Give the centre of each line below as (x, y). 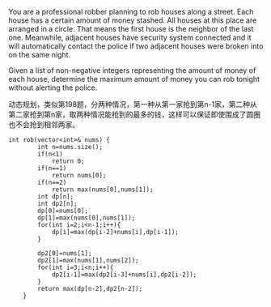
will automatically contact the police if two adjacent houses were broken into (136, 46)
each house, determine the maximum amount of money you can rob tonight (134, 79)
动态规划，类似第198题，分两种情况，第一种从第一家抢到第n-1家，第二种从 (133, 104)
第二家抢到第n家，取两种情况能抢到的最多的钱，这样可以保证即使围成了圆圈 (135, 114)
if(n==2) (52, 182)
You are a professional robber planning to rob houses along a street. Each (131, 12)
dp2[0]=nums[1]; (65, 254)
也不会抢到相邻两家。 (44, 124)
